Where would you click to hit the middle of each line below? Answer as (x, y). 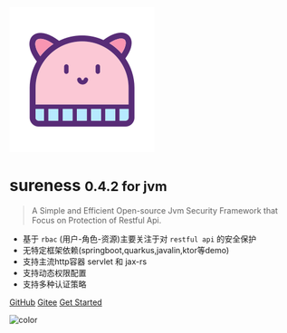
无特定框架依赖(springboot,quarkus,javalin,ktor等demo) (126, 250)
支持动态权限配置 (54, 272)
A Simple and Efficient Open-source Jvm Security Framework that (155, 210)
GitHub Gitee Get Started (56, 302)
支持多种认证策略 (54, 284)
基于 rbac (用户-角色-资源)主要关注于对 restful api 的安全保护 (139, 239)
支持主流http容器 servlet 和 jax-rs (85, 262)
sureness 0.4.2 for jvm (88, 186)
